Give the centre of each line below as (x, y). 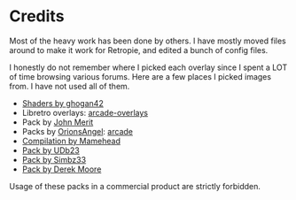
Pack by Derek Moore (62, 169)
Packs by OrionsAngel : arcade (77, 131)
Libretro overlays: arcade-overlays (85, 112)
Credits (37, 16)
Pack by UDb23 (51, 150)
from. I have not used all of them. (70, 86)
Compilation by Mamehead (71, 141)
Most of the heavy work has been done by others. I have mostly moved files (148, 41)
